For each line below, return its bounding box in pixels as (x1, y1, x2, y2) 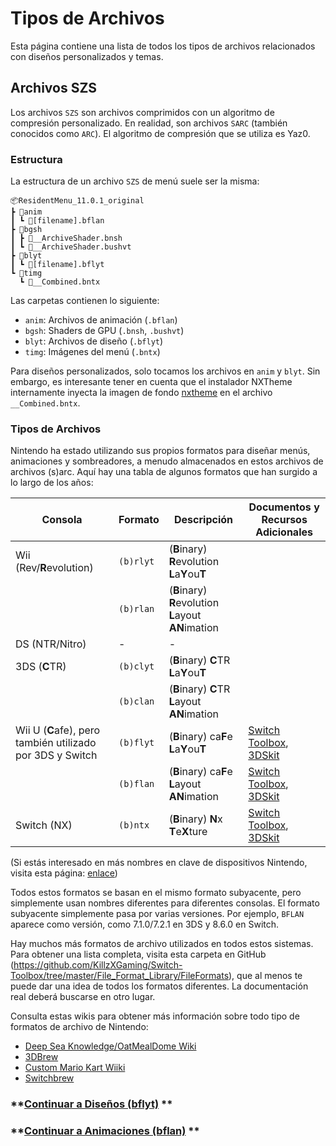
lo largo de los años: (10, 477, 94, 489)
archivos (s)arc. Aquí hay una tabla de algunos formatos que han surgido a (10, 466, 318, 478)
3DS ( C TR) (15, 660, 67, 674)
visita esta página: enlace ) (10, 867, 118, 879)
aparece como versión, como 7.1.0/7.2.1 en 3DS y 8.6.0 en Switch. (10, 918, 280, 931)
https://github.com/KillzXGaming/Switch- (13, 959, 183, 971)
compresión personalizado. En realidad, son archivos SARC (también (10, 117, 288, 129)
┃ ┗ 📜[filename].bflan (10, 216, 105, 226)
